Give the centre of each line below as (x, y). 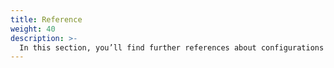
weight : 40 (33, 29)
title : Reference (46, 19)
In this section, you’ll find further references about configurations (172, 47)
